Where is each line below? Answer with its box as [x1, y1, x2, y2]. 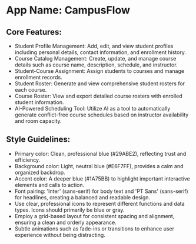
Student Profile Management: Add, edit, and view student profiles [14, 42, 174, 49]
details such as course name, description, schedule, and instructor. [14, 61, 178, 68]
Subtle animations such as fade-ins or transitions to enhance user [14, 225, 175, 232]
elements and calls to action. [14, 181, 85, 188]
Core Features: [6, 27, 62, 37]
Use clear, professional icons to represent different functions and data [14, 200, 185, 207]
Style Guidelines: [6, 135, 71, 145]
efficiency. [14, 156, 40, 163]
